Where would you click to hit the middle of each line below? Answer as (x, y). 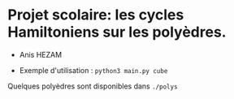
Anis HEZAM (41, 54)
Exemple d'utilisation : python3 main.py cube (93, 70)
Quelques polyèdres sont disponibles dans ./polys (93, 86)
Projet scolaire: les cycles (96, 15)
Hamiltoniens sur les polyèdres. (117, 32)
